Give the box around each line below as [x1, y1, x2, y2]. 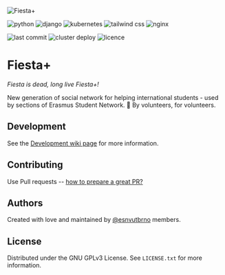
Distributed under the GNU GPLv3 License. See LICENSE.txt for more [7, 254, 203, 262]
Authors [7, 197, 43, 209]
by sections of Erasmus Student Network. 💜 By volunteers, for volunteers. [7, 101, 216, 109]
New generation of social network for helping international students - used [7, 93, 219, 101]
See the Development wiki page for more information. [7, 139, 159, 147]
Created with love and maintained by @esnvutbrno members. [7, 216, 181, 224]
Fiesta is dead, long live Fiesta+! [7, 80, 100, 88]
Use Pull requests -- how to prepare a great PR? [7, 177, 143, 185]
